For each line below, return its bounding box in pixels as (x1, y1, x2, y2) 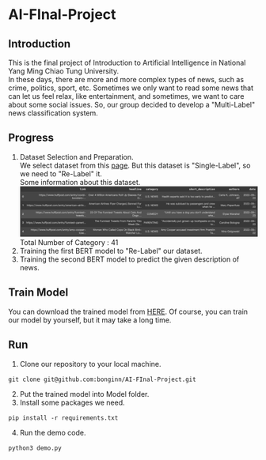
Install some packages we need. (19, 398, 125, 407)
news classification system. (8, 108, 99, 118)
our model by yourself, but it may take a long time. (8, 315, 172, 325)
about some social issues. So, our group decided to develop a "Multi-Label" (8, 100, 256, 109)
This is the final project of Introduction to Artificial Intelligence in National (8, 58, 246, 67)
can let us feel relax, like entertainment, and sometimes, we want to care (8, 92, 245, 100)
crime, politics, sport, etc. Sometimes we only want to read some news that (8, 83, 254, 92)
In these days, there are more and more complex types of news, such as (8, 75, 244, 84)
